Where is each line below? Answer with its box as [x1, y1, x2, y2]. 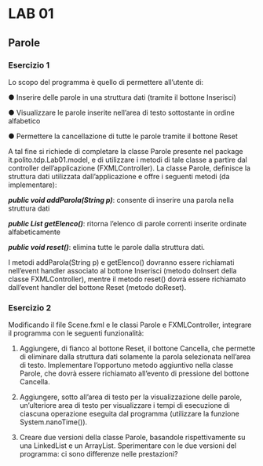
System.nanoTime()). [19, 417, 88, 427]
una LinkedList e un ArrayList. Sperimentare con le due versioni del [19, 441, 237, 450]
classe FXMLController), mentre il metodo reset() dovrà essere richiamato [8, 274, 247, 284]
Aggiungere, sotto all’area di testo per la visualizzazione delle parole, [19, 392, 242, 402]
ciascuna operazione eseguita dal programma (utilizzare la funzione [19, 409, 239, 419]
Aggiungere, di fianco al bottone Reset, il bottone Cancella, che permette [19, 343, 256, 354]
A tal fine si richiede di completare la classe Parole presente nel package [8, 146, 243, 156]
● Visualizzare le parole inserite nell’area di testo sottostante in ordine [8, 108, 236, 117]
